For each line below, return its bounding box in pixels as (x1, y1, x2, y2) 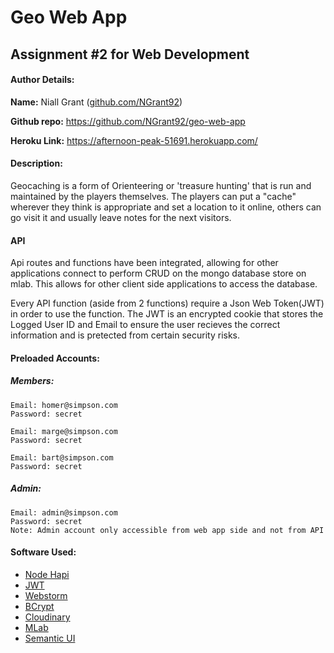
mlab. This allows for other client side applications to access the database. (10, 278, 318, 290)
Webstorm (24, 589, 68, 601)
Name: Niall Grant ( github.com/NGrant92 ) (10, 96, 183, 108)
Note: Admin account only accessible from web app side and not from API (10, 525, 325, 535)
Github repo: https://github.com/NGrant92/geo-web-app (10, 115, 246, 127)
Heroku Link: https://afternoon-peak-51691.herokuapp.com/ (10, 134, 258, 146)
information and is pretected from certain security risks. (10, 329, 241, 341)
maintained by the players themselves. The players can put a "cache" (10, 190, 297, 202)
